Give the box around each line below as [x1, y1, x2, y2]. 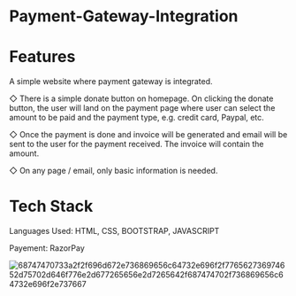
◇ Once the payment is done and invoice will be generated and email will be [9, 129, 288, 140]
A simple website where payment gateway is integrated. [9, 76, 214, 87]
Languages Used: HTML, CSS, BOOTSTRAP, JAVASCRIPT [9, 226, 220, 237]
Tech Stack [9, 197, 94, 216]
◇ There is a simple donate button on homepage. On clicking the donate [9, 93, 274, 104]
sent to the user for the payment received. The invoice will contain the [9, 139, 264, 150]
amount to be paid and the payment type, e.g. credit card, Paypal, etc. [9, 113, 265, 123]
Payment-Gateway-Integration [9, 6, 239, 27]
